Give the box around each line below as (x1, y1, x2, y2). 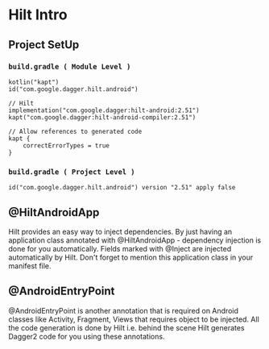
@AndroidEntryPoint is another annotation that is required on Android (8, 305, 239, 315)
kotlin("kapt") (8, 78, 60, 86)
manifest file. (8, 260, 52, 271)
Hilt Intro (8, 6, 68, 24)
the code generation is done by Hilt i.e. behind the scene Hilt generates (8, 322, 245, 332)
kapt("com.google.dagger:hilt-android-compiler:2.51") (8, 113, 197, 122)
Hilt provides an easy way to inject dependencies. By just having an (8, 226, 233, 236)
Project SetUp (8, 38, 80, 52)
